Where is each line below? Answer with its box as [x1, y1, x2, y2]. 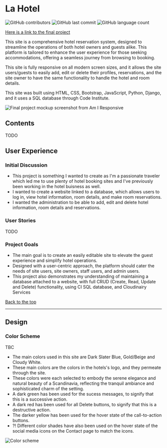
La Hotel [5, 3, 40, 14]
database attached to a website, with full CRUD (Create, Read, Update [12, 279, 156, 285]
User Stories [5, 217, 36, 224]
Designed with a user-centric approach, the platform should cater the [12, 263, 155, 269]
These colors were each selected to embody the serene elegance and [12, 375, 156, 381]
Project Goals [5, 241, 39, 248]
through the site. [12, 369, 46, 376]
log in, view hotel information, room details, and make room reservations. [12, 194, 162, 200]
